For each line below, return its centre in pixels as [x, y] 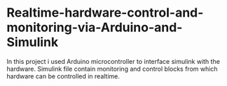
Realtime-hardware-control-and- [105, 13]
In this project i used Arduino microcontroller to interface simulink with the [113, 61]
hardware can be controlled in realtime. [63, 76]
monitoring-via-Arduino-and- [95, 27]
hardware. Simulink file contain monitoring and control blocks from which [112, 69]
